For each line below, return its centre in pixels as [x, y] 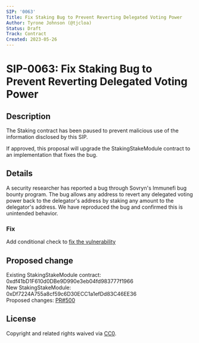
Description [28, 116]
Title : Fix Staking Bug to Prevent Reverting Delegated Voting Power [94, 17]
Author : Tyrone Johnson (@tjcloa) [49, 23]
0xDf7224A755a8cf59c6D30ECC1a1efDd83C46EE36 [71, 293]
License [21, 319]
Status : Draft [24, 28]
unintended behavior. [32, 213]
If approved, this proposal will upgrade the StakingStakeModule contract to [98, 149]
